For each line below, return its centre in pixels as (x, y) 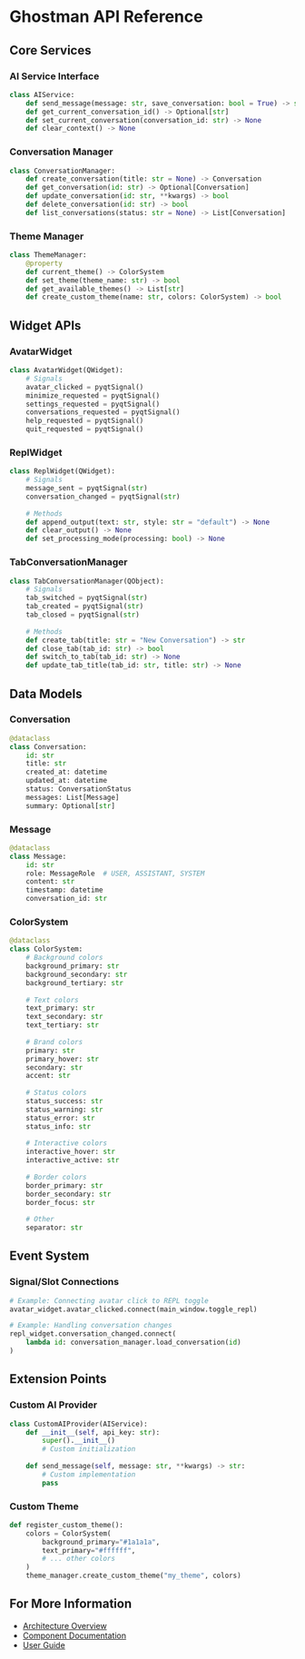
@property (44, 263)
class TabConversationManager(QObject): (87, 581)
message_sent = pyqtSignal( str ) (87, 489)
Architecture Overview (64, 1625)
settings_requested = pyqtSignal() (93, 404)
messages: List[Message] (73, 797)
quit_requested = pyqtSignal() (85, 430)
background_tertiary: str (75, 983)
